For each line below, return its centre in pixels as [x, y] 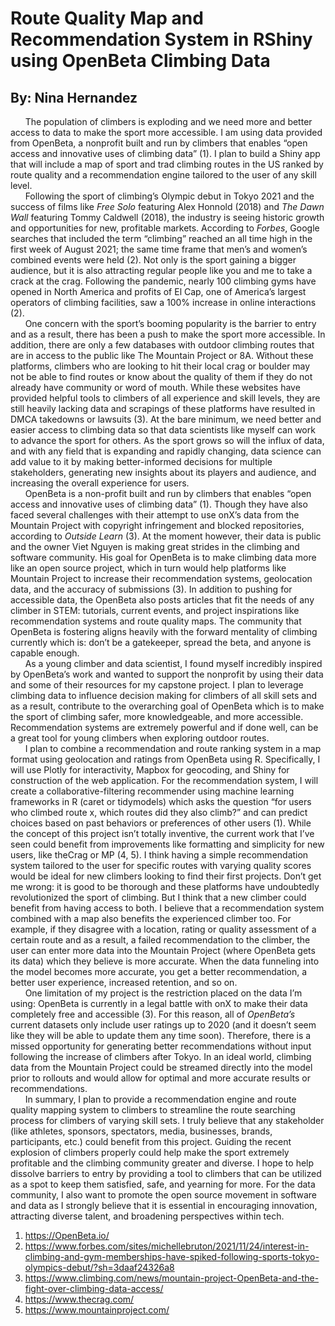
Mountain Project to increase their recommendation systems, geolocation [161, 578]
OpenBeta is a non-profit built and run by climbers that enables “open [168, 493]
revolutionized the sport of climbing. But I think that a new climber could [158, 897]
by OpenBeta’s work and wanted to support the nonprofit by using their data [167, 674]
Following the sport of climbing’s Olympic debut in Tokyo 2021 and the [169, 196]
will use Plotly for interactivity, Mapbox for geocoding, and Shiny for [150, 770]
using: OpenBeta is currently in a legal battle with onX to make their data [159, 1003]
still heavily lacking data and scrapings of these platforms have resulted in [163, 408]
